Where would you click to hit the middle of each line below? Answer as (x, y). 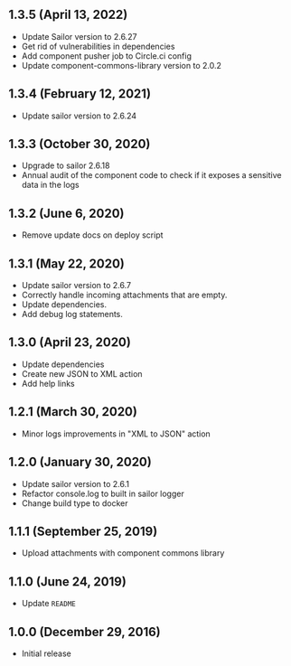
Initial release (46, 653)
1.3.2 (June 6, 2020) (66, 213)
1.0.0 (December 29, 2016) (85, 632)
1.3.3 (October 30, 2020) (80, 144)
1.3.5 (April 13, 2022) (68, 15)
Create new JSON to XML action (82, 373)
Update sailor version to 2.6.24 (79, 116)
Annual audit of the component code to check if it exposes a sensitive (151, 175)
